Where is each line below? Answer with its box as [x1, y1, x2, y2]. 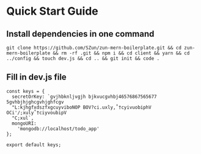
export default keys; [6, 142, 62, 148]
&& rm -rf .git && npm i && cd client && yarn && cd [53, 50, 190, 56]
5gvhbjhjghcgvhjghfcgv [6, 99, 64, 105]
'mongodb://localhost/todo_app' [17, 125, 100, 132]
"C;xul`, [12, 115, 34, 121]
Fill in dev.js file [6, 72, 67, 82]
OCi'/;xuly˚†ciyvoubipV [6, 109, 67, 116]
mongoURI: [12, 120, 37, 127]
